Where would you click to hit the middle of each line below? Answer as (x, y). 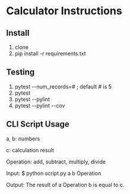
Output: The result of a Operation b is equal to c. (65, 184)
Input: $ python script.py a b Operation (54, 173)
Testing (20, 72)
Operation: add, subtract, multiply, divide (56, 161)
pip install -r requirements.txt (50, 54)
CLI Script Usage (38, 124)
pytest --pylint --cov (40, 105)
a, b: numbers (23, 139)
